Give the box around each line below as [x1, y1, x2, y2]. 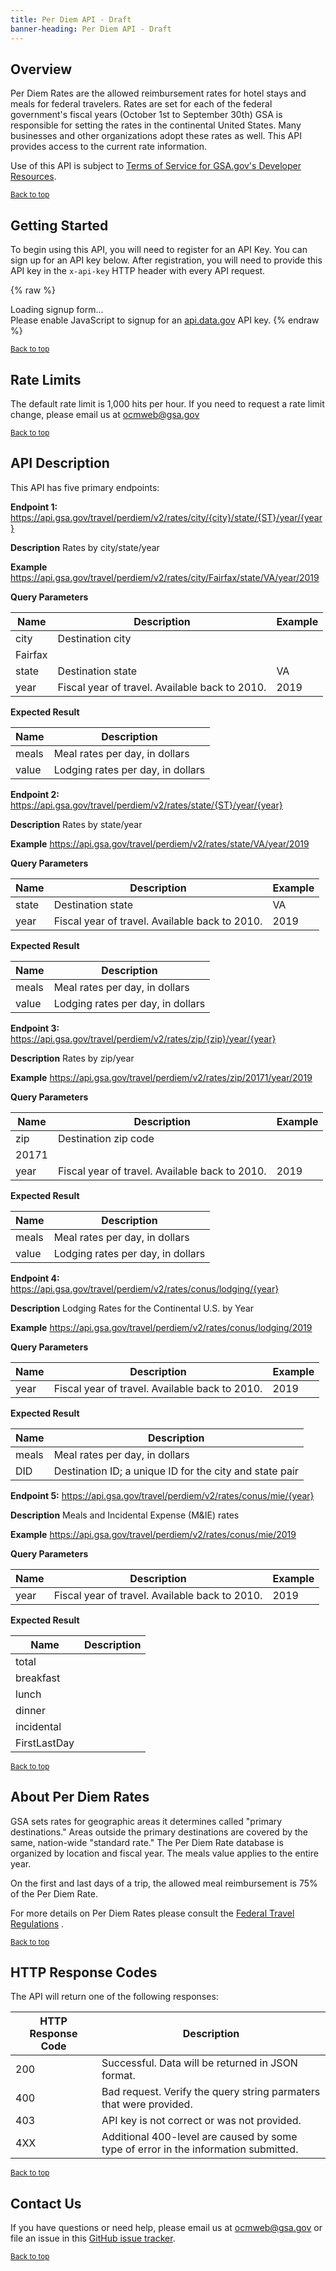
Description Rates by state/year [10, 818, 143, 830]
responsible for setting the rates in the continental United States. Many [10, 119, 302, 131]
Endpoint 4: [10, 1272, 60, 1284]
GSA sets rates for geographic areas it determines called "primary [10, 1815, 283, 1827]
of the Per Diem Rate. [10, 1887, 99, 1900]
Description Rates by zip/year [10, 1052, 135, 1064]
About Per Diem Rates [10, 1789, 150, 1806]
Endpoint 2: [10, 788, 60, 800]
